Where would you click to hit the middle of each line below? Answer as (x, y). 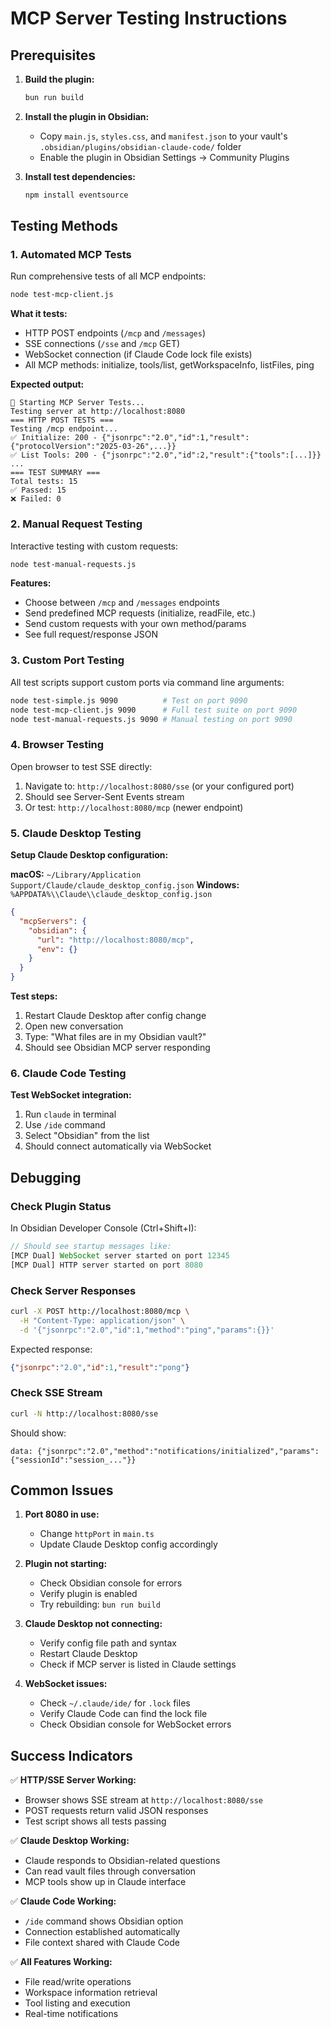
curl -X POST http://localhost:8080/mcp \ (100, 1311)
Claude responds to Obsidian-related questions (122, 1861)
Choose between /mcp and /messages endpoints (122, 603)
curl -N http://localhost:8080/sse (84, 1413)
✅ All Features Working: (61, 1962)
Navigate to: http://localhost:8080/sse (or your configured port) (159, 786)
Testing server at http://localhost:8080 (98, 412)
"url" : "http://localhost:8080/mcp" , (115, 940)
